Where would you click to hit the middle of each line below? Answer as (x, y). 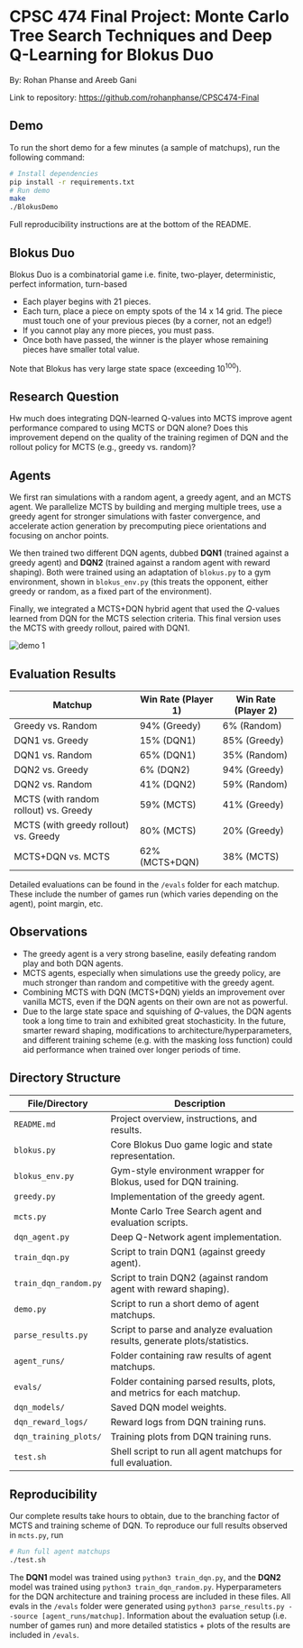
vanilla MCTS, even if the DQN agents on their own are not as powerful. (155, 1001)
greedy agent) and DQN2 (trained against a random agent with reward (140, 563)
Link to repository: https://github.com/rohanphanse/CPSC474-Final (134, 97)
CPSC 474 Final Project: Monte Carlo (150, 17)
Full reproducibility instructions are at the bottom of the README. (130, 225)
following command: (47, 157)
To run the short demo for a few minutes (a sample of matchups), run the (145, 147)
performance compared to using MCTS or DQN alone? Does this (129, 428)
